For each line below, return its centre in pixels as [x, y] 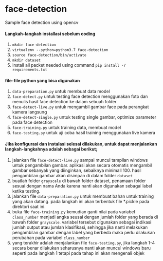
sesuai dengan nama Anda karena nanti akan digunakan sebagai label [82, 186]
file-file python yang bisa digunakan [43, 80]
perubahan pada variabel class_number [51, 238]
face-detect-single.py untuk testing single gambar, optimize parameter [84, 117]
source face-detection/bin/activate [49, 55]
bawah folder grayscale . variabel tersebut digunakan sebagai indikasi [82, 222]
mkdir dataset [26, 60]
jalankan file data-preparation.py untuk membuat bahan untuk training [83, 196]
